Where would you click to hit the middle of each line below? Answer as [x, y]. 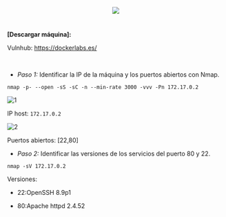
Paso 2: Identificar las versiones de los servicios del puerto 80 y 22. [114, 154]
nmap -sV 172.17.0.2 [37, 167]
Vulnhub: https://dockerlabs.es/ [52, 48]
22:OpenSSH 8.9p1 [44, 193]
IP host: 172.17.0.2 [34, 113]
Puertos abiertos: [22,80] [43, 140]
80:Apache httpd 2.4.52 [51, 206]
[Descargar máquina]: [39, 35]
